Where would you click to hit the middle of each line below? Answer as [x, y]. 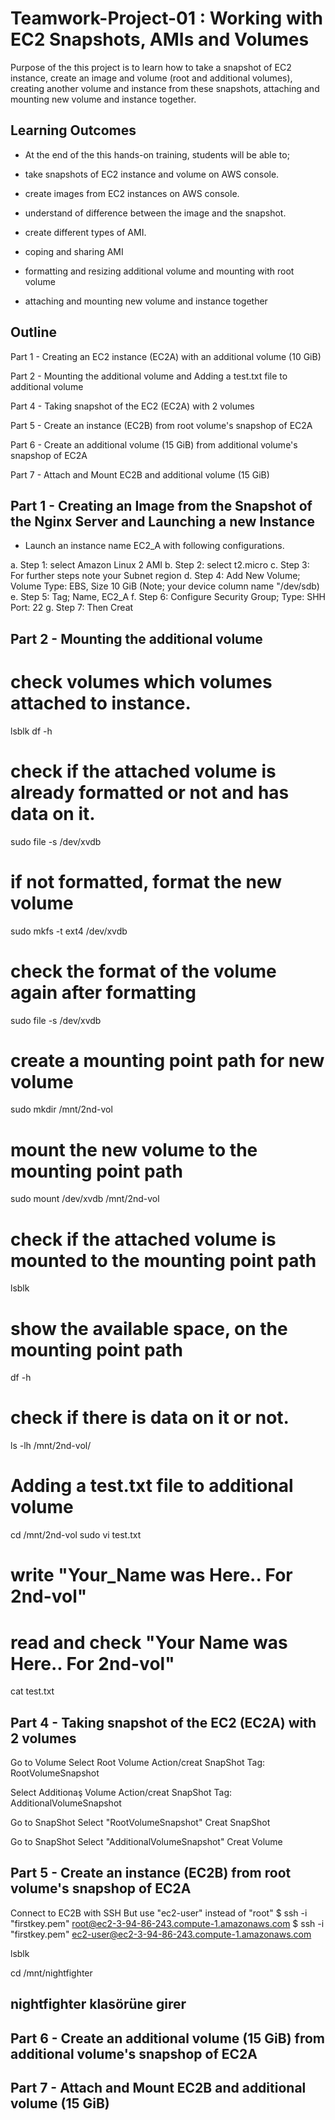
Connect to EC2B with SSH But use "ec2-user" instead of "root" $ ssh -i [159, 1913]
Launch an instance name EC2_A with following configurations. [154, 546]
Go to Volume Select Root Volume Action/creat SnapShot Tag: [138, 1763]
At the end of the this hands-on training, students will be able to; [157, 154]
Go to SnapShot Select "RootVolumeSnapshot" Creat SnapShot [140, 1823]
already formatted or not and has [150, 792]
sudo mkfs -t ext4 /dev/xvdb [69, 931]
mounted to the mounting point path [163, 1260]
